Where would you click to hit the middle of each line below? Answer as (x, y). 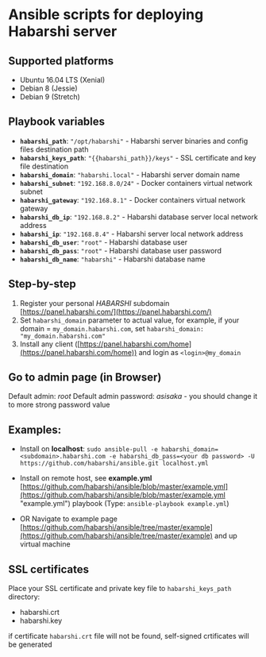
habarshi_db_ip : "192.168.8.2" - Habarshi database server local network (139, 217)
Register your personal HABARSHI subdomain (94, 303)
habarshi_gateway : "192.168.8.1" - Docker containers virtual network (133, 199)
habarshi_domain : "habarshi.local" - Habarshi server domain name (130, 174)
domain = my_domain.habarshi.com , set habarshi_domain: (112, 328)
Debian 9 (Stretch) (50, 97)
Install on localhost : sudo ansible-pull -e (89, 449)
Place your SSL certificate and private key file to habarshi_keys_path (120, 589)
